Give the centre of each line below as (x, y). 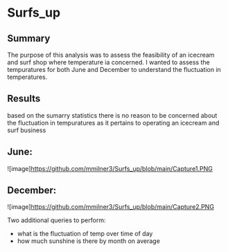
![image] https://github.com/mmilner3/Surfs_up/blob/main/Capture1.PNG (110, 168)
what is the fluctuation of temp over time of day (85, 234)
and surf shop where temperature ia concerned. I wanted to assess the (108, 62)
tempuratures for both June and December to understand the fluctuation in (114, 70)
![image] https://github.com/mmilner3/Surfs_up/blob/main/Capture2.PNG (111, 207)
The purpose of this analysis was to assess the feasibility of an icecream (111, 55)
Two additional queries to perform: (56, 220)
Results (24, 99)
